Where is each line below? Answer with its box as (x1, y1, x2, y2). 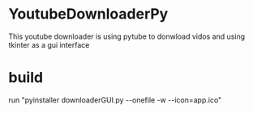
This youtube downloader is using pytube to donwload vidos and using (8, 31, 246, 41)
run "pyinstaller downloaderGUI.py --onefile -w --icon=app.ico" (8, 94, 222, 105)
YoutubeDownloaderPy (8, 5, 169, 23)
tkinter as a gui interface (8, 40, 90, 49)
